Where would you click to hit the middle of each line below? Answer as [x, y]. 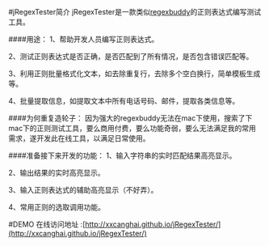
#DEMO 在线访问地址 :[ [47, 224]
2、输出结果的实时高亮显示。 [57, 173]
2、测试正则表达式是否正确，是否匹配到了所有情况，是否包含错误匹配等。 [131, 56]
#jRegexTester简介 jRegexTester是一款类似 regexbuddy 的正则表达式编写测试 [134, 12]
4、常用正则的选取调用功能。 [57, 207]
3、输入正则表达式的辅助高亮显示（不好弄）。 [83, 190]
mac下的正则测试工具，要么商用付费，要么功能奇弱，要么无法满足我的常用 [132, 128]
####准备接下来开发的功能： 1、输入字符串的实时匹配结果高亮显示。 [122, 155]
